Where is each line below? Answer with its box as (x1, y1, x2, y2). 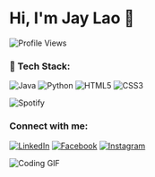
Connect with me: (9, 120, 89, 132)
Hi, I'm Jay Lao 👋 (9, 8, 135, 29)
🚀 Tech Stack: (9, 60, 71, 72)
